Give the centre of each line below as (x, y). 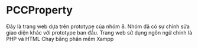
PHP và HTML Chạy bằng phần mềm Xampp (60, 39)
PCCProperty (39, 10)
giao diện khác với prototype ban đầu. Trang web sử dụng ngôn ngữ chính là (99, 32)
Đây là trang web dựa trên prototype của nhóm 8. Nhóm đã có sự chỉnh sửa (98, 26)
